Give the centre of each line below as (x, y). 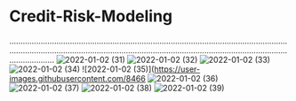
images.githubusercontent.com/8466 (78, 78)
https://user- (177, 69)
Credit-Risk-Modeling (91, 16)
